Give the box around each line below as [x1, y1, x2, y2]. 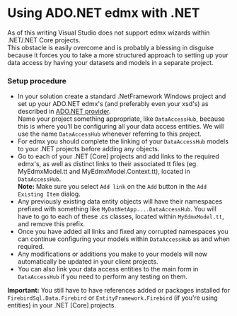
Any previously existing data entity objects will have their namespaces [17, 197, 223, 206]
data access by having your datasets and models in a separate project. [7, 58, 214, 66]
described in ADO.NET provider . [17, 107, 111, 116]
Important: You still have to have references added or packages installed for [7, 286, 231, 295]
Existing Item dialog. [17, 189, 81, 199]
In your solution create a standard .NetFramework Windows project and [17, 92, 226, 100]
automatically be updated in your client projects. [17, 257, 158, 266]
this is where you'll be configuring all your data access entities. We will [17, 122, 224, 131]
